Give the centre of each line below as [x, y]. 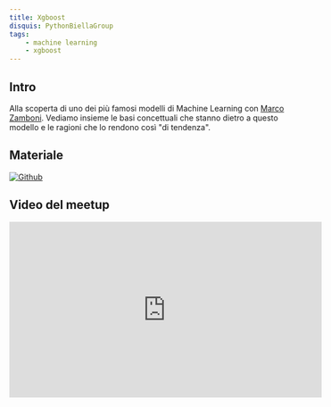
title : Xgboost [37, 17]
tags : [19, 34]
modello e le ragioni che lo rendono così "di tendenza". [110, 127]
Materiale [37, 156]
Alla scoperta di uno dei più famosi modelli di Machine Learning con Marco [147, 108]
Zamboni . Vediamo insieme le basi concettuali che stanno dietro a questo [144, 118]
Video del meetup [59, 205]
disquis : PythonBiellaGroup [62, 26]
